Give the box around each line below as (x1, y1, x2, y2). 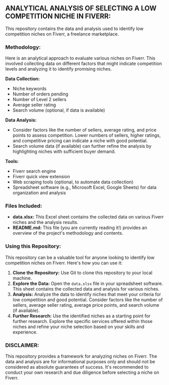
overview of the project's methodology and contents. (12, 230, 123, 236)
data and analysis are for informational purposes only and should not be (5, 359, 155, 365)
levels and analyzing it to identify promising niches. (5, 66, 112, 72)
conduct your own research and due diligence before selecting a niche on (5, 369, 159, 375)
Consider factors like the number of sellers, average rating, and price (12, 127, 157, 133)
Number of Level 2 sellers (12, 97, 67, 103)
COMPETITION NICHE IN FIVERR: (5, 12, 111, 21)
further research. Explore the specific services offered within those (12, 318, 153, 324)
